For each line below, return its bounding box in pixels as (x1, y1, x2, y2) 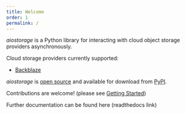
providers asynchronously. (6, 43, 72, 50)
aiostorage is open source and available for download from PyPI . (6, 78, 167, 85)
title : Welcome (6, 8, 45, 15)
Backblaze (14, 66, 42, 74)
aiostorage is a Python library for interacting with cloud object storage (6, 37, 181, 44)
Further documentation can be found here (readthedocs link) (6, 101, 157, 109)
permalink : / (6, 20, 39, 26)
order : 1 (6, 14, 28, 21)
